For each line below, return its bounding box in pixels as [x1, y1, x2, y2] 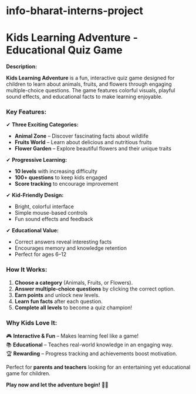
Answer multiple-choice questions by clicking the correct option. [14, 285, 175, 292]
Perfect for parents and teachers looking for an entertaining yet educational [6, 363, 191, 371]
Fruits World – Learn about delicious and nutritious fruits [14, 139, 152, 146]
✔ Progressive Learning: [6, 156, 67, 163]
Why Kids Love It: [6, 319, 58, 327]
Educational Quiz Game [6, 44, 123, 57]
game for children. [6, 370, 51, 377]
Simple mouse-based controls [14, 209, 88, 216]
